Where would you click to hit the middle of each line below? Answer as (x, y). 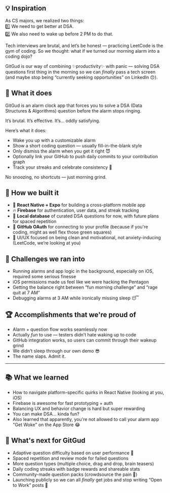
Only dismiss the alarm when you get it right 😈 (61, 151)
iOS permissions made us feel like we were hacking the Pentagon (81, 282)
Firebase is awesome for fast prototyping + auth (63, 403)
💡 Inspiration (26, 8)
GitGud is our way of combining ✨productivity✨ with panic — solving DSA (82, 66)
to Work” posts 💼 (30, 485)
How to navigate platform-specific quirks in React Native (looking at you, (88, 392)
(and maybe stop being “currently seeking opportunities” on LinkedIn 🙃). (81, 77)
